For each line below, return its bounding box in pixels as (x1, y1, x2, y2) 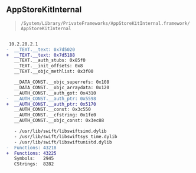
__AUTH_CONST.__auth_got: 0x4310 (14, 90, 96, 96)
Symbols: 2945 (14, 156, 54, 162)
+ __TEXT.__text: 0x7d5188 (6, 52, 76, 58)
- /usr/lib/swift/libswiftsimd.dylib (14, 128, 107, 135)
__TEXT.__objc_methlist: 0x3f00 (14, 68, 94, 74)
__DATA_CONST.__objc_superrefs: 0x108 (14, 79, 110, 85)
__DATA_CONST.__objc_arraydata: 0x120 (14, 84, 110, 90)
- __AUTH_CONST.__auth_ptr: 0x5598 (6, 96, 96, 102)
